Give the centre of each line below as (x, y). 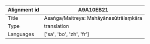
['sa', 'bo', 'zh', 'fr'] (67, 34)
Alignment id (23, 10)
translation (57, 26)
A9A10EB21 (93, 10)
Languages (21, 34)
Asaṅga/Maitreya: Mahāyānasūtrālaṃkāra (93, 18)
